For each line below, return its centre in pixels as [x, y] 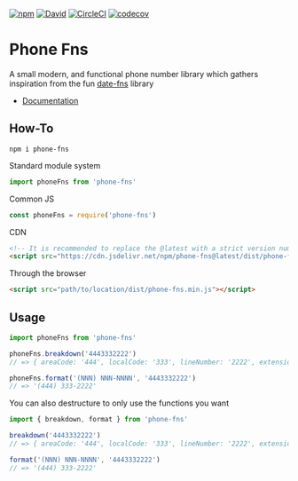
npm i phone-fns [39, 149]
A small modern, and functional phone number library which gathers [134, 74]
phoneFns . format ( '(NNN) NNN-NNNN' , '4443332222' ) [103, 378]
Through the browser [48, 273]
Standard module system [55, 165]
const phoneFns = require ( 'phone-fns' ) [83, 215]
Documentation [50, 100]
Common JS [32, 199]
